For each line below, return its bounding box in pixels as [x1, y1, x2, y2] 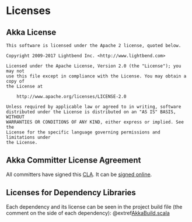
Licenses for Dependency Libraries [6, 188, 136, 198]
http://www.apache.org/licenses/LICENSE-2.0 [16, 94, 127, 100]
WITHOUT [6, 114, 25, 120]
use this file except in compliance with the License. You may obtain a [6, 73, 187, 79]
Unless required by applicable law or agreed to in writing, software [6, 104, 181, 110]
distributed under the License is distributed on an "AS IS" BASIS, [6, 109, 176, 115]
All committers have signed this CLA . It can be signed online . [6, 171, 152, 178]
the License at [6, 83, 43, 89]
